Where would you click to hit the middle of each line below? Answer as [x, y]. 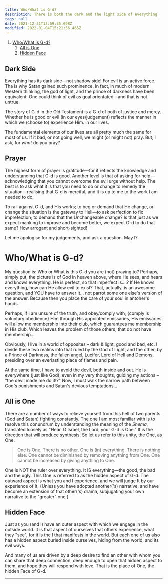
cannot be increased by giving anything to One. [66, 460]
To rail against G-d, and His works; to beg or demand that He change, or [79, 207]
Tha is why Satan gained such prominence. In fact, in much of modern [77, 86]
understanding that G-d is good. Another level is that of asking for [73, 176]
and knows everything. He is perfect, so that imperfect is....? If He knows [80, 282]
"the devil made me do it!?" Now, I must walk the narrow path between [78, 380]
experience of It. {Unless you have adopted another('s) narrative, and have [82, 486]
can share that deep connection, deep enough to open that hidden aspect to [84, 561]
